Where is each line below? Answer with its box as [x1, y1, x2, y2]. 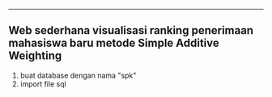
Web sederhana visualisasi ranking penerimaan [8, 23, 253, 37]
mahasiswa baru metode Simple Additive [8, 36, 220, 50]
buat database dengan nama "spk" [19, 70, 137, 80]
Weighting [8, 49, 62, 63]
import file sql [19, 78, 66, 89]
